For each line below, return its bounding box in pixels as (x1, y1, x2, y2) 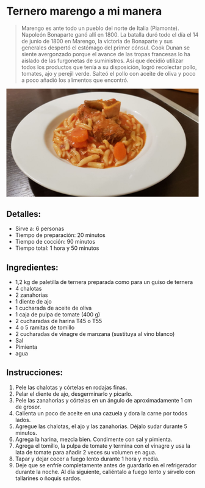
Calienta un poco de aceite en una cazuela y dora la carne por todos (15, 409, 188, 417)
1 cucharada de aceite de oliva (15, 304, 92, 312)
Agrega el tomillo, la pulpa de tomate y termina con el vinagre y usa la (15, 442, 191, 450)
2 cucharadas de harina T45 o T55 (15, 318, 103, 325)
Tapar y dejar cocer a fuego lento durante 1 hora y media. (15, 455, 160, 462)
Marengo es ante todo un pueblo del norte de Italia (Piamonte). (21, 24, 179, 32)
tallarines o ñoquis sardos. (15, 475, 82, 482)
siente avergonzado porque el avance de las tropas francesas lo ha (21, 50, 191, 57)
